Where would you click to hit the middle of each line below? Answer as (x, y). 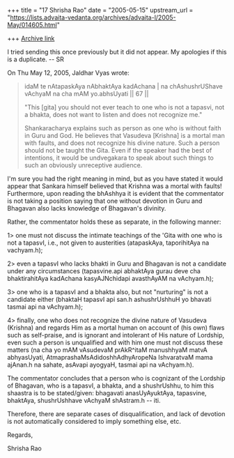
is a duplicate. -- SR (36, 59)
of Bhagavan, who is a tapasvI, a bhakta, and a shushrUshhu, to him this (111, 386)
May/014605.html (32, 25)
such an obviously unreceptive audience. (83, 165)
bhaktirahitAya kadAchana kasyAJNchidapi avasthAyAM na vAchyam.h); (110, 278)
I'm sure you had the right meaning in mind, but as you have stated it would (115, 178)
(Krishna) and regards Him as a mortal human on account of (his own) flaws (116, 328)
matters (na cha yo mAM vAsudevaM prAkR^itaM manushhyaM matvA (107, 350)
